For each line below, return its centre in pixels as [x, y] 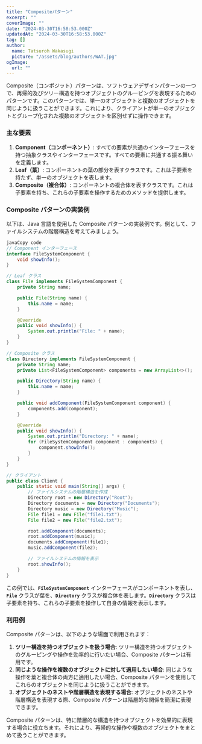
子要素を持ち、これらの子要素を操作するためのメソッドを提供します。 [102, 192]
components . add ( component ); [63, 408]
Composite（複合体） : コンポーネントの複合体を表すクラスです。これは [104, 185]
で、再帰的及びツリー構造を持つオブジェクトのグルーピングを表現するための [101, 93]
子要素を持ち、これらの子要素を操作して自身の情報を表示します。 [88, 602]
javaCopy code [24, 242]
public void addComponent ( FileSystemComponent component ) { [94, 403]
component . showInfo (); [67, 448]
